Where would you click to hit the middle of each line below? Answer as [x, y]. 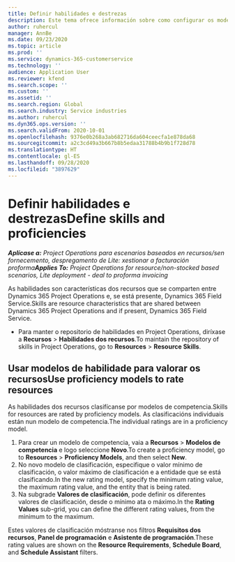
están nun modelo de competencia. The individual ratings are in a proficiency [118, 422]
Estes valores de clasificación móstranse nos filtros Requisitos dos [105, 530]
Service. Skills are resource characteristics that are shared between [104, 303]
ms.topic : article [35, 46]
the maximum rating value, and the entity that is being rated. [104, 487]
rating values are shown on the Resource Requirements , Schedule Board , [115, 545]
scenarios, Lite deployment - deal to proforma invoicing [88, 275]
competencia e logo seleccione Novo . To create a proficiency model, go [121, 450]
